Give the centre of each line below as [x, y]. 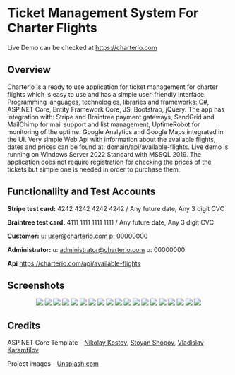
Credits [24, 325]
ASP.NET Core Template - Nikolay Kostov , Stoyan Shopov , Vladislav [106, 343]
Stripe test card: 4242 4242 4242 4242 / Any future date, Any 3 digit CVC [116, 208]
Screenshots [36, 285]
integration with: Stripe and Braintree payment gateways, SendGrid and [111, 117]
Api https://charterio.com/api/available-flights [74, 263]
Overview [29, 70]
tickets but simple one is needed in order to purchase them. [94, 169]
